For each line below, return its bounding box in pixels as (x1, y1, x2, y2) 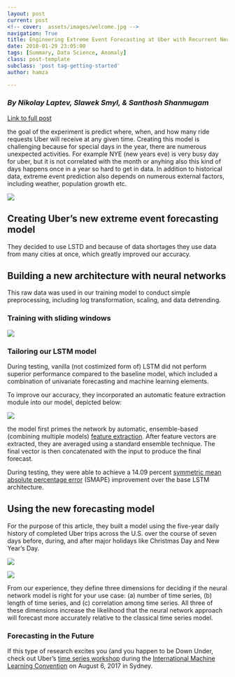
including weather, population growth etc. (7, 179, 127, 187)
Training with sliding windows (7, 313, 111, 323)
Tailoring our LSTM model (7, 346, 97, 356)
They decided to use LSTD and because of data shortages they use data (7, 242, 217, 250)
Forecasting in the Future (7, 631, 94, 641)
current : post (7, 17, 49, 24)
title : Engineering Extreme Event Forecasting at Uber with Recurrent (7, 36, 218, 43)
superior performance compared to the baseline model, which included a (7, 370, 218, 378)
